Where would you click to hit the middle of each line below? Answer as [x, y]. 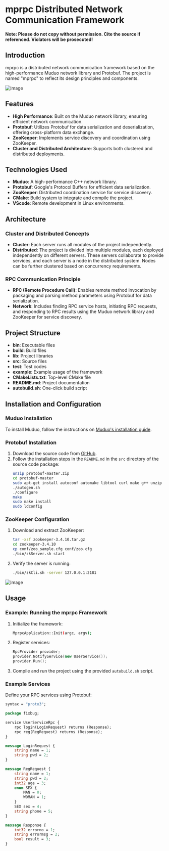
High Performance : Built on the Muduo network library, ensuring [80, 116]
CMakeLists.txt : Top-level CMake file [52, 377]
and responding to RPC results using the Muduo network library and [83, 311]
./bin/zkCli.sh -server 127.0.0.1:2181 [54, 572]
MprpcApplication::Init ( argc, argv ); [52, 633]
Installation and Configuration [53, 404]
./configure [25, 492]
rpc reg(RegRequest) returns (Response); [58, 732]
